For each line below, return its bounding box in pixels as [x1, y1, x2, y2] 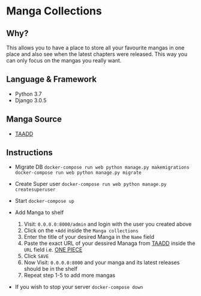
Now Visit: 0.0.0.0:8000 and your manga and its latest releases [23, 259, 180, 266]
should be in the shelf [23, 265, 78, 273]
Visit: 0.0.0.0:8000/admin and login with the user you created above [23, 221, 192, 228]
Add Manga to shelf [14, 209, 64, 216]
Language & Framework [6, 74, 97, 85]
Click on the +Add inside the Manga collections [23, 227, 139, 234]
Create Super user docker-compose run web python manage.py [14, 180, 167, 188]
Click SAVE [23, 253, 49, 260]
